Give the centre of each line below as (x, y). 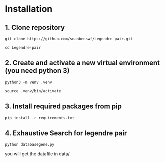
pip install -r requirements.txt (40, 118)
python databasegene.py (30, 145)
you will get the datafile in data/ (37, 154)
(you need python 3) (37, 71)
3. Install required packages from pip (64, 107)
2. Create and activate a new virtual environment (83, 63)
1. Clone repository (35, 28)
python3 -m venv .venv (29, 82)
